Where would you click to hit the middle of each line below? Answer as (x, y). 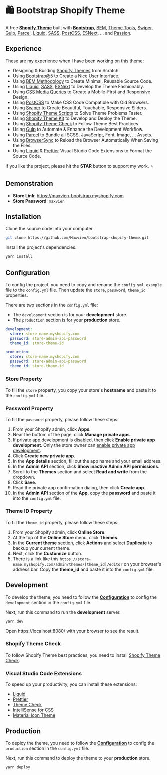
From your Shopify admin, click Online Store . (59, 532)
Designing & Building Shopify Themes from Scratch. (66, 70)
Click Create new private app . (44, 456)
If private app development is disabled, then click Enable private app (84, 440)
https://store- (75, 559)
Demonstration (30, 183)
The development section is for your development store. (70, 314)
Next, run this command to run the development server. (63, 612)
